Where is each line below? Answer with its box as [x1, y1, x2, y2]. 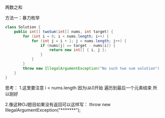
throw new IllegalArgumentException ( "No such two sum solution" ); [23, 66, 162, 71]
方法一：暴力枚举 [5, 15, 40, 21]
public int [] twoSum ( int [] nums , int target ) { [14, 29, 113, 34]
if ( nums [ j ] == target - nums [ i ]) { [40, 43, 116, 48]
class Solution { [5, 25, 41, 30]
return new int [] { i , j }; [49, 47, 107, 53]
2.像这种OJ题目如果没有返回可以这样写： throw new [5, 101, 111, 107]
